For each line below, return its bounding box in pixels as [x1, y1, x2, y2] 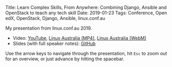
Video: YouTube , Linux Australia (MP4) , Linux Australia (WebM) [12, 35, 146, 41]
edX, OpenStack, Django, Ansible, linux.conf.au [5, 15, 105, 21]
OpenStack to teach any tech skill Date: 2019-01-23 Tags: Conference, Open [5, 10, 167, 16]
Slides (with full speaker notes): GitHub [12, 40, 96, 47]
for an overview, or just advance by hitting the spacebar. [5, 56, 125, 62]
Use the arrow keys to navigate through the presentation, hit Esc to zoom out [5, 51, 167, 56]
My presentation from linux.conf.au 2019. [5, 25, 92, 31]
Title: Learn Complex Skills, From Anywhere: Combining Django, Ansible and [5, 5, 167, 10]
